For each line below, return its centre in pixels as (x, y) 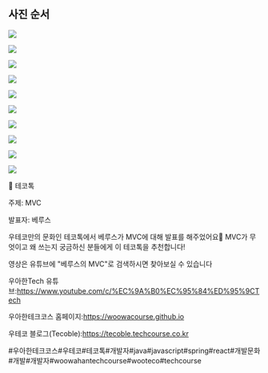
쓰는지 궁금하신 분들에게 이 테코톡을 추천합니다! (112, 246)
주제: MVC (25, 202)
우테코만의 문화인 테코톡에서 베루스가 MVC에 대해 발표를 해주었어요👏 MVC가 (128, 237)
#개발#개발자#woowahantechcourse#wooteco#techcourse (105, 360)
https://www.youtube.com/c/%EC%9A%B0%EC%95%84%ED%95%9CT (138, 290)
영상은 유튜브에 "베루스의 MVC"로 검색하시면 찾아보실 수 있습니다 (110, 264)
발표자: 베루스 (30, 220)
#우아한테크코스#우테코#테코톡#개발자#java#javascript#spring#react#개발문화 (134, 351)
